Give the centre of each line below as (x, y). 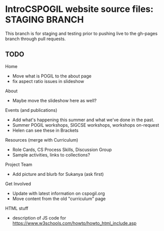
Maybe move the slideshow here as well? (54, 100)
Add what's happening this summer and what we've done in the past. (83, 120)
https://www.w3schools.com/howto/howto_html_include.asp (74, 223)
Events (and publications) (31, 110)
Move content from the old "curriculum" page (59, 198)
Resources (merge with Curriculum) (42, 140)
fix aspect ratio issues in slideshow (48, 81)
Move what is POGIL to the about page (52, 76)
